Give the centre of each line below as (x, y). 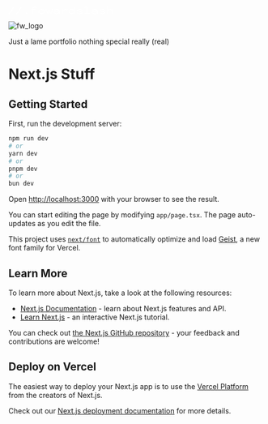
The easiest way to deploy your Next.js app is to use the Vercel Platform (129, 386)
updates (22, 224)
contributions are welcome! (54, 341)
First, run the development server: (65, 124)
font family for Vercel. (45, 248)
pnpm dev (23, 169)
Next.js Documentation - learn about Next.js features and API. (123, 308)
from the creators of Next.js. (55, 395)
